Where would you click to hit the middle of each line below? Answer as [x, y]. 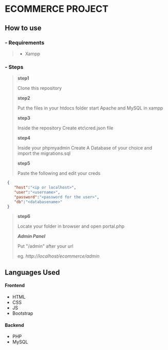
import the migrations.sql [44, 153]
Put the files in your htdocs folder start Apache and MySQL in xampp [90, 108]
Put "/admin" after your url [45, 246]
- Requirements [25, 43]
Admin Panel [31, 236]
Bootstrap [23, 314]
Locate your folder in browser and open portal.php [71, 226]
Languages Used [32, 272]
